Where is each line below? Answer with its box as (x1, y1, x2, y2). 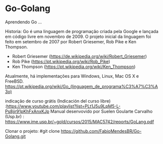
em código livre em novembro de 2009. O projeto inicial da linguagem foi (5, 34, 151, 39)
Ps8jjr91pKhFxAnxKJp (5, 108, 50, 114)
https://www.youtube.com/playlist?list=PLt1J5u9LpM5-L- (6, 103, 121, 109)
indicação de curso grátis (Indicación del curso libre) (5, 98, 111, 104)
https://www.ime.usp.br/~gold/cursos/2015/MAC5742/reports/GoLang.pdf (5, 119, 154, 125)
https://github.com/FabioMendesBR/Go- (60, 128, 142, 134)
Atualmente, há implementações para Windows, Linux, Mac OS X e (5, 73, 139, 79)
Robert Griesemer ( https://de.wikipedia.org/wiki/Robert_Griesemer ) (12, 53, 147, 59)
